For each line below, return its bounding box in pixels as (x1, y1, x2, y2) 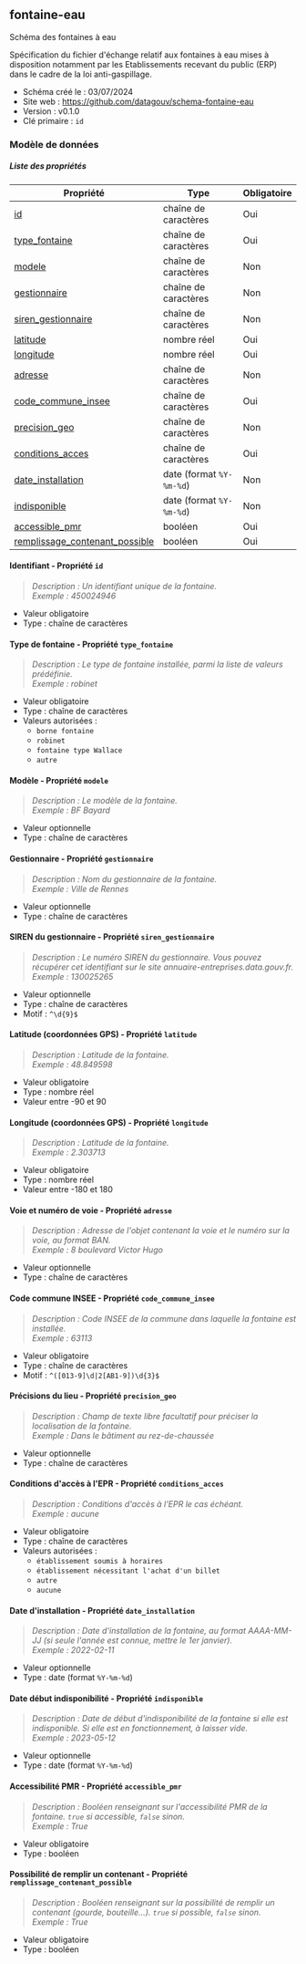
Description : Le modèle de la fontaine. (31, 795, 178, 806)
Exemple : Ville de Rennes (31, 883, 129, 894)
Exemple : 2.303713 (31, 1147, 107, 1158)
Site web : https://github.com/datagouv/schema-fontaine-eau (22, 96, 254, 107)
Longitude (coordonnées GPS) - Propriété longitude (9, 1117, 209, 1127)
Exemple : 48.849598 (31, 1058, 113, 1070)
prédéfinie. (31, 669, 73, 680)
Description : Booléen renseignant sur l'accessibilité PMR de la (31, 1801, 268, 1812)
